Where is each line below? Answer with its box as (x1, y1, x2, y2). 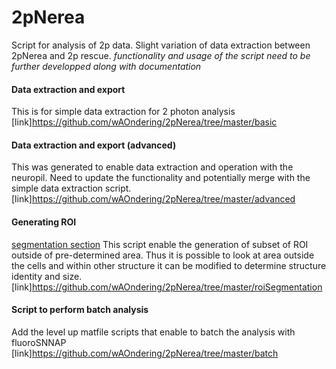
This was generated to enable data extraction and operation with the (11, 161, 294, 173)
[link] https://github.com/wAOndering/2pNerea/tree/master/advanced (11, 193, 296, 205)
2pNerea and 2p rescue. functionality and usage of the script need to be (11, 49, 311, 61)
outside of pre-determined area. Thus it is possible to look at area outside (11, 249, 315, 261)
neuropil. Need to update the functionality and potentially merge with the (11, 172, 311, 184)
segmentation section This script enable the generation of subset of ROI (11, 238, 309, 250)
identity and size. (11, 270, 83, 282)
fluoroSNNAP (11, 336, 67, 348)
